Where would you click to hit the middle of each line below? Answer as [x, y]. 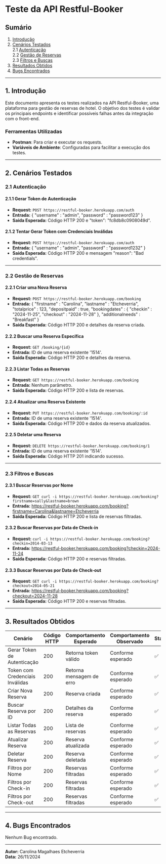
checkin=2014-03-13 [32, 544]
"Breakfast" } [26, 319]
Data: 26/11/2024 [23, 857]
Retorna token [82, 653]
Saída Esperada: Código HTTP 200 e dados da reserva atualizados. [82, 423]
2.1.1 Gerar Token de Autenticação [41, 199]
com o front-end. [22, 118]
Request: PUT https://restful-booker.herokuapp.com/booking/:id [80, 413]
